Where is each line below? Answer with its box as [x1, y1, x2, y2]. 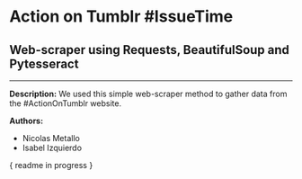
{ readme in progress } [9, 160, 93, 170]
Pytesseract [9, 56, 79, 71]
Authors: [9, 115, 43, 126]
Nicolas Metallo [22, 133, 81, 143]
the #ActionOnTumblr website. [9, 98, 122, 109]
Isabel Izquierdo [22, 142, 83, 153]
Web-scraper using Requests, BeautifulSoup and [9, 42, 290, 58]
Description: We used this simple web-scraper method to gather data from [9, 88, 288, 99]
